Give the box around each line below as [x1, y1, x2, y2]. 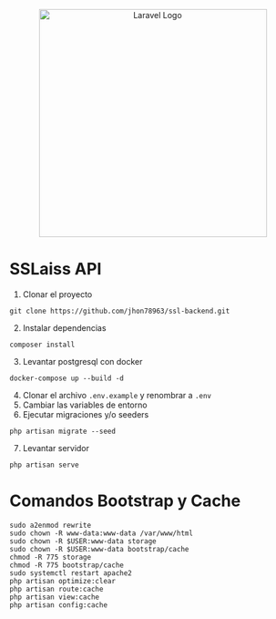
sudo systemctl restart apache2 [9, 568, 132, 578]
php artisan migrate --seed [9, 427, 117, 436]
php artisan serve [9, 460, 79, 469]
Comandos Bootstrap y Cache [9, 490, 241, 511]
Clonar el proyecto [22, 288, 93, 300]
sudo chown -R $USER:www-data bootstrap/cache [9, 544, 189, 553]
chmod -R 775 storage [9, 552, 92, 562]
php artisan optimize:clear [9, 576, 117, 585]
